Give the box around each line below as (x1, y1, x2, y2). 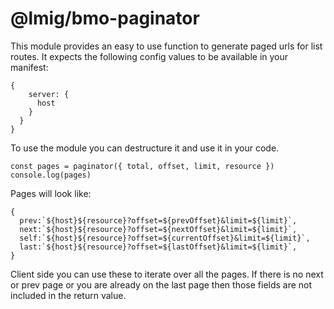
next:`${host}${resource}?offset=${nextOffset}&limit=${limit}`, (19, 224, 298, 234)
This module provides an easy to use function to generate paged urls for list (10, 40, 323, 52)
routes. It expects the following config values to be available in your (10, 50, 289, 62)
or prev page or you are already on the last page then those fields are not (10, 278, 313, 291)
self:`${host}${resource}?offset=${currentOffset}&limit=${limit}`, (19, 233, 311, 243)
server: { (28, 89, 70, 99)
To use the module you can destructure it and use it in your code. (10, 142, 280, 154)
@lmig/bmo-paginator (10, 7, 200, 30)
